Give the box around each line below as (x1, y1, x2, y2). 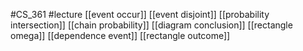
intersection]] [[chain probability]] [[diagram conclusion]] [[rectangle (10, 19, 293, 31)
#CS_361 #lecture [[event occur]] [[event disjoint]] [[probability (10, 9, 270, 20)
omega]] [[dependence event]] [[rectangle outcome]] (10, 30, 231, 41)
